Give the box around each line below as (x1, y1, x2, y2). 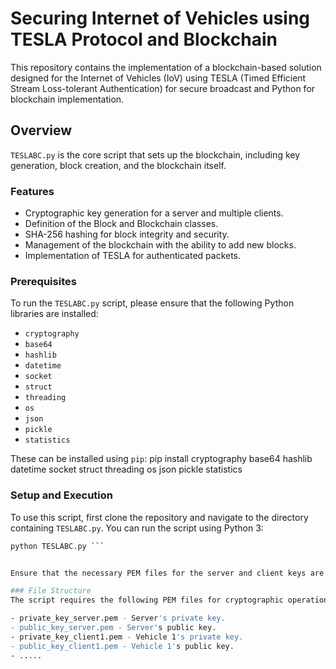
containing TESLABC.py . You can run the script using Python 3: (10, 522, 264, 534)
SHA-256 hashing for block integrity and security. (24, 228, 230, 241)
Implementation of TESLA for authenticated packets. (24, 250, 242, 262)
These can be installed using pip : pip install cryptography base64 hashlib (10, 453, 313, 465)
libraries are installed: (10, 308, 99, 320)
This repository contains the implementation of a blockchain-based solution (10, 61, 322, 73)
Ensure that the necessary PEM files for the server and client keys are (10, 568, 325, 578)
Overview (10, 122, 73, 139)
